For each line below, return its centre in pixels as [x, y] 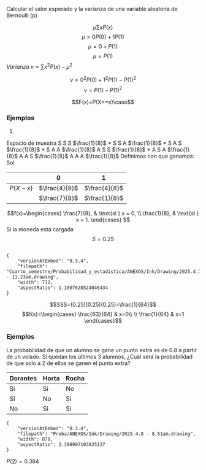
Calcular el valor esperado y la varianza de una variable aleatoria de [92, 9]
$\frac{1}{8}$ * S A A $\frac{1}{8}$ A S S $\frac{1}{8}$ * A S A [86, 150]
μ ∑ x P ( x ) [103, 27]
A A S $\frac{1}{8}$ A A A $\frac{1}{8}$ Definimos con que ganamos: [107, 156]
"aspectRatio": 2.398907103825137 [61, 444]
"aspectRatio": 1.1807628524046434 [63, 288]
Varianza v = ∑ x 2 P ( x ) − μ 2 [39, 66]
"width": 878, [35, 439]
